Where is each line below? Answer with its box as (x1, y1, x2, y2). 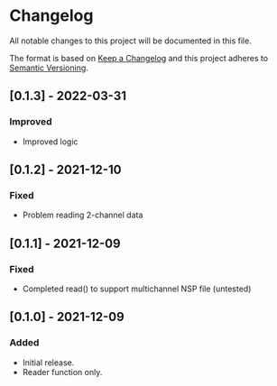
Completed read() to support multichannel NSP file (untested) (22, 283, 252, 294)
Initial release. (22, 357, 75, 368)
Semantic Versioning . (9, 62, 88, 73)
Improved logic (22, 136, 78, 147)
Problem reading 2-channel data (22, 209, 143, 221)
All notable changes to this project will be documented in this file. (9, 35, 253, 46)
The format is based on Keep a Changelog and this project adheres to (9, 52, 269, 63)
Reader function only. (22, 366, 103, 377)
